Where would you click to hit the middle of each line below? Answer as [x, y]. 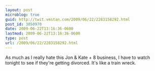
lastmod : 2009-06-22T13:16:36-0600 [43, 33]
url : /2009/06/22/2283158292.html [42, 43]
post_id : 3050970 [24, 24]
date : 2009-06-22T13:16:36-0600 [39, 29]
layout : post [19, 10]
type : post [17, 39]
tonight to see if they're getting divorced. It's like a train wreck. [71, 63]
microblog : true [22, 15]
